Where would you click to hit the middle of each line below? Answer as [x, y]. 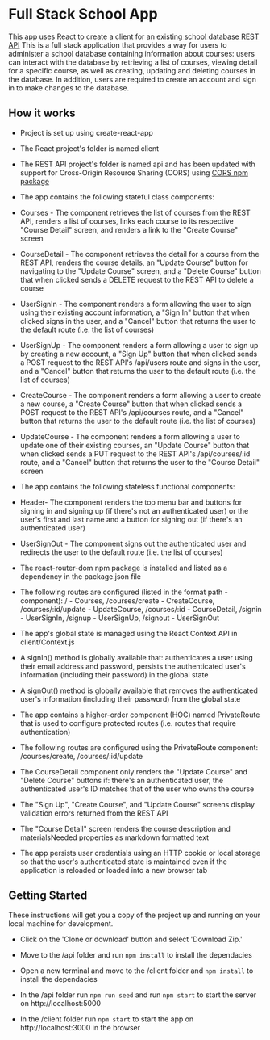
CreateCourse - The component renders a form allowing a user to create [141, 395]
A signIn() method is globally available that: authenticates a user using [137, 657]
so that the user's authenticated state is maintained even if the [124, 862]
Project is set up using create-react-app [86, 132]
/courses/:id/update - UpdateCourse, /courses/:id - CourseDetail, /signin [141, 609]
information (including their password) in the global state [114, 674]
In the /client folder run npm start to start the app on [107, 1019]
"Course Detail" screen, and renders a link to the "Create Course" [129, 229]
